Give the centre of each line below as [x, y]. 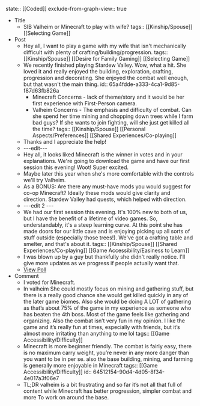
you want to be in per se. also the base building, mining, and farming [108, 359]
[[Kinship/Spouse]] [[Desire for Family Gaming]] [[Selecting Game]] [107, 59]
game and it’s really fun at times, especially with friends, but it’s [102, 327]
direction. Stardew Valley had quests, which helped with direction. [105, 199]
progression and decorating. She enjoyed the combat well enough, [106, 78]
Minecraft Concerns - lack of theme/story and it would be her [108, 97]
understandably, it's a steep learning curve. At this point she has [103, 225]
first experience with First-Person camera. [85, 103]
